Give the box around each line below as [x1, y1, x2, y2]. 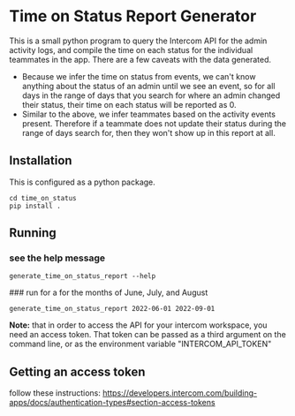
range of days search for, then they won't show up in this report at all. [21, 127, 276, 138]
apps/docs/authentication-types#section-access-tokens [9, 397, 216, 408]
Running [9, 225, 57, 240]
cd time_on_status [9, 193, 77, 202]
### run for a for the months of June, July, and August [9, 287, 208, 298]
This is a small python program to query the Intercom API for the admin [9, 35, 268, 46]
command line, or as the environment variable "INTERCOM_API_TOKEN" [9, 338, 272, 350]
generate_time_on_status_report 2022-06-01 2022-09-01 [9, 305, 216, 314]
